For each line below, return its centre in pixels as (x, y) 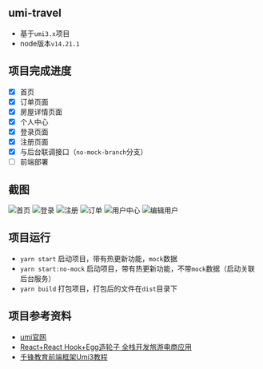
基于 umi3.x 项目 (45, 33)
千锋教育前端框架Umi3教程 (64, 357)
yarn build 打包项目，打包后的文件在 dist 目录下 (98, 288)
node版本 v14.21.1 (50, 43)
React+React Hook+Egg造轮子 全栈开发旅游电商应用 (106, 347)
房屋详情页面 (41, 112)
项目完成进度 (40, 71)
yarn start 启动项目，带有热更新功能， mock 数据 (98, 258)
